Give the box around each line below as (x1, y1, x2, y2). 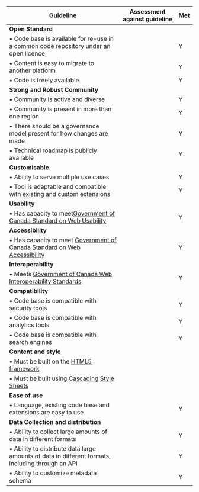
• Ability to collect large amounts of (9, 427, 108, 436)
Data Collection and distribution (9, 418, 101, 426)
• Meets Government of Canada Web (9, 270, 113, 278)
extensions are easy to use (9, 409, 84, 416)
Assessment (129, 8, 166, 15)
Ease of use (9, 391, 43, 399)
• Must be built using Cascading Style (9, 374, 114, 382)
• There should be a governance (9, 122, 99, 130)
